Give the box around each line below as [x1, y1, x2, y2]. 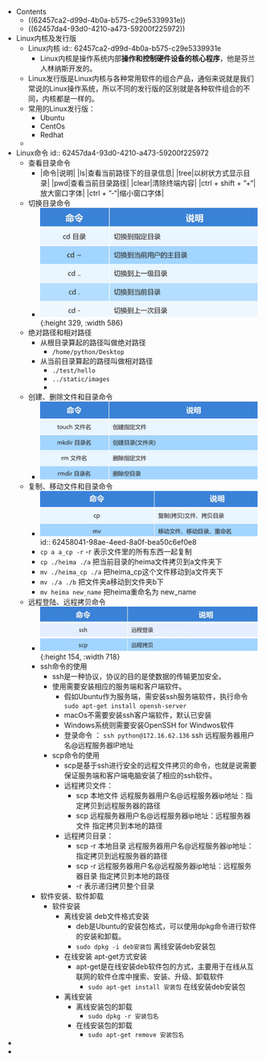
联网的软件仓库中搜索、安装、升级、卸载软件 [76, 971, 224, 981]
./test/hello [51, 367, 96, 375]
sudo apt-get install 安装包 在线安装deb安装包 [88, 982, 246, 991]
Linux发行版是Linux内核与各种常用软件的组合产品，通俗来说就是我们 [27, 74, 255, 83]
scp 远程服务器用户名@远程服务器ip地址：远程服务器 [76, 810, 252, 820]
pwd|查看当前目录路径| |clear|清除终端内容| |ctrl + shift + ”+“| [53, 179, 256, 187]
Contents [15, 7, 47, 16]
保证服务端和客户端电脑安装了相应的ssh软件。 [63, 770, 217, 780]
